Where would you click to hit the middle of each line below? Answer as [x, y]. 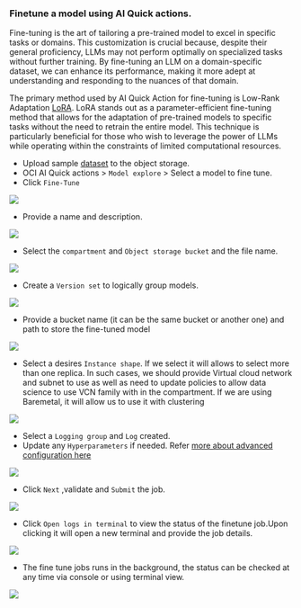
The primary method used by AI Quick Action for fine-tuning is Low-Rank [145, 98]
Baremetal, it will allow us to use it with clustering [113, 402]
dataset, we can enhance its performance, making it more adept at [133, 71]
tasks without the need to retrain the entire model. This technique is [134, 127]
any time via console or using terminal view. [103, 577]
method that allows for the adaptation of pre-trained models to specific [141, 117]
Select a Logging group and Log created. [96, 436]
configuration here [57, 455]
